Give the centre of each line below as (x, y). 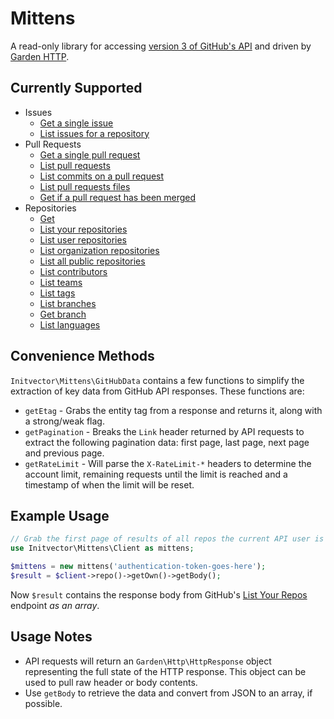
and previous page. (64, 453)
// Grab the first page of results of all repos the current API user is (167, 539)
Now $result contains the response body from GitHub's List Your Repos (159, 594)
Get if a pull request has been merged (118, 197)
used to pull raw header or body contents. (111, 682)
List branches (68, 303)
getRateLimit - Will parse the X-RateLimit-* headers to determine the (168, 463)
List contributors (73, 271)
